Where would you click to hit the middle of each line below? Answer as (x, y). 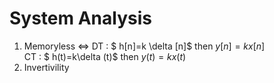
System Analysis (80, 18)
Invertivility (46, 67)
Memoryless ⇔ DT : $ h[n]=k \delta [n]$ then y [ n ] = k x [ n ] (144, 46)
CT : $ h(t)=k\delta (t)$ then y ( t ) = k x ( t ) (105, 56)
